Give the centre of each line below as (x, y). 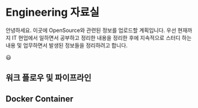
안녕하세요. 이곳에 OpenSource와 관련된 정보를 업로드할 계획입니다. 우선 (91, 30)
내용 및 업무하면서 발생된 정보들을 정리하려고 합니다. (67, 45)
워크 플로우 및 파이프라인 (48, 78)
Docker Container (39, 99)
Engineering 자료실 (53, 12)
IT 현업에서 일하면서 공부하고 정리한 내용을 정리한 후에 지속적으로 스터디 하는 (102, 37)
